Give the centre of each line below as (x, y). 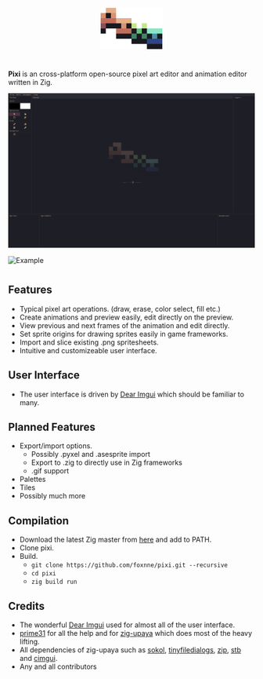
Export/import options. (56, 446)
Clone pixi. (37, 548)
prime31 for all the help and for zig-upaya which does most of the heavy (136, 633)
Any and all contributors (58, 666)
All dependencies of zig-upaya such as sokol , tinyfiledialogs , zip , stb (130, 650)
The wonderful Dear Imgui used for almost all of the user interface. (127, 625)
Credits (27, 606)
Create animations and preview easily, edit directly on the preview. (126, 317)
